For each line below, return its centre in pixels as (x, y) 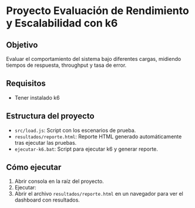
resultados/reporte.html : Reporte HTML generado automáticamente (98, 137)
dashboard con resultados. (47, 200)
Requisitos (26, 83)
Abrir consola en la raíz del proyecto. (59, 181)
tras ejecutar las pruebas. (46, 142)
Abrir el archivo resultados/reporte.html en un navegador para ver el (99, 194)
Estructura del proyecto (51, 116)
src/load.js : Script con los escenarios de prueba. (75, 130)
